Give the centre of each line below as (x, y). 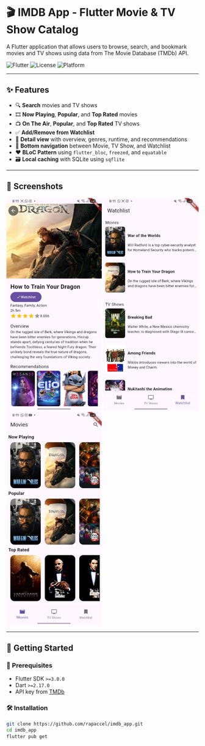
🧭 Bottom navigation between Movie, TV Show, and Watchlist (93, 146)
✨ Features (28, 90)
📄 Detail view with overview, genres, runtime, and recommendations (101, 139)
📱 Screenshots (35, 186)
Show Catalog (43, 30)
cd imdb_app (21, 730)
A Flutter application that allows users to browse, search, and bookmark (97, 47)
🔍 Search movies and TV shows (56, 105)
